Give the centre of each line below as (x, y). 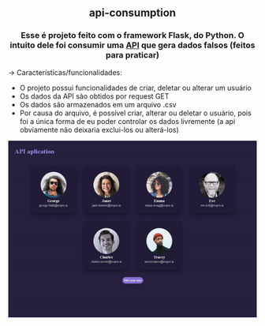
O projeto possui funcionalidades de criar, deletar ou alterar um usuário (136, 88)
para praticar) (132, 55)
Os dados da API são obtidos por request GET (94, 96)
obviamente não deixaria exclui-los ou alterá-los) (99, 129)
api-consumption (132, 13)
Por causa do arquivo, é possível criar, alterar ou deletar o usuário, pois (136, 113)
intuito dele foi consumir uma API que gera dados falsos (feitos (132, 45)
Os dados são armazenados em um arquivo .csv (98, 104)
